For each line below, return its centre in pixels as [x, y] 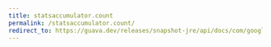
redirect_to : [30, 30]
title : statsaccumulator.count [61, 16]
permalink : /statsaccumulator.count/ [72, 23]
